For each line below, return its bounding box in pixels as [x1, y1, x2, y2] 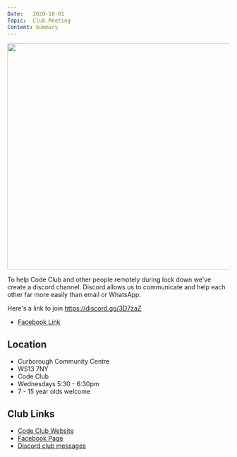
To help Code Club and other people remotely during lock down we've [7, 275, 212, 284]
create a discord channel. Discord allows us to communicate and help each [7, 283, 226, 291]
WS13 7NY [17, 365, 49, 374]
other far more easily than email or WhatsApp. [7, 291, 141, 299]
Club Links [7, 407, 55, 420]
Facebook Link [17, 318, 61, 326]
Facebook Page [17, 434, 63, 442]
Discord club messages [17, 441, 87, 450]
